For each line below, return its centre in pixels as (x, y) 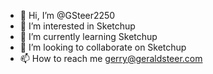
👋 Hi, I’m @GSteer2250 (67, 15)
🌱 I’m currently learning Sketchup (88, 36)
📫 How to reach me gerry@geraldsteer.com (111, 58)
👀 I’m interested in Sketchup (77, 26)
